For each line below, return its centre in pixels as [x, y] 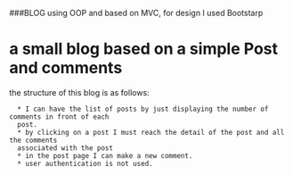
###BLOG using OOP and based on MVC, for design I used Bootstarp [136, 13]
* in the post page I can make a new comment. [105, 155]
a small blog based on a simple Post [144, 49]
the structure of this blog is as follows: [79, 92]
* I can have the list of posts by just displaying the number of [143, 109]
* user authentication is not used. [85, 163]
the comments [33, 140]
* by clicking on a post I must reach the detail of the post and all [151, 132]
